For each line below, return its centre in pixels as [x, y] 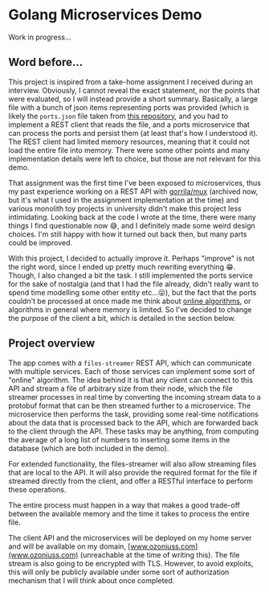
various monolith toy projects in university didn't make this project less [125, 208]
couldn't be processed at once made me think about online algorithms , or [130, 301]
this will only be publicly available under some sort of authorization [119, 572]
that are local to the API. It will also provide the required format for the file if [133, 472]
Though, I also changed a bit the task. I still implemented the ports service [130, 275]
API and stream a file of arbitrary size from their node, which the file [120, 388]
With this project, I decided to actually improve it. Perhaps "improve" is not [132, 258]
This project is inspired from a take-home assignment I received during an [131, 81]
